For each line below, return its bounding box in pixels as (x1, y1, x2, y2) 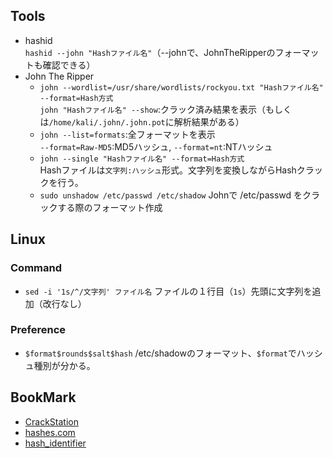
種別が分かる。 (33, 359, 96, 371)
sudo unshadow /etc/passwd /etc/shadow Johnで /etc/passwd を (39, 189, 303, 201)
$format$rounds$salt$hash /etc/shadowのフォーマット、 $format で (24, 347, 297, 359)
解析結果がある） (173, 115, 245, 128)
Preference (10, 323, 67, 337)
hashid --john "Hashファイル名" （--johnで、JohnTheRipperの (24, 46, 276, 58)
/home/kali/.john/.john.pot (48, 117, 166, 128)
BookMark (10, 389, 77, 406)
